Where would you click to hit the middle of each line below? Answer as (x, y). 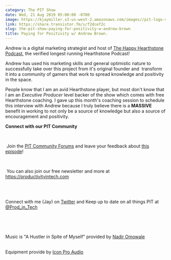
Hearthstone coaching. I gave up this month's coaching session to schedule (85, 100)
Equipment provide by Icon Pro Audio (45, 252)
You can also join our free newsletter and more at (58, 171)
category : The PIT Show (31, 10)
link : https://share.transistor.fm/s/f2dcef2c (55, 24)
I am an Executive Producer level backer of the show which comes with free (85, 95)
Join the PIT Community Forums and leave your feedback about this (78, 146)
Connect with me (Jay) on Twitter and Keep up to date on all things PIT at (82, 202)
